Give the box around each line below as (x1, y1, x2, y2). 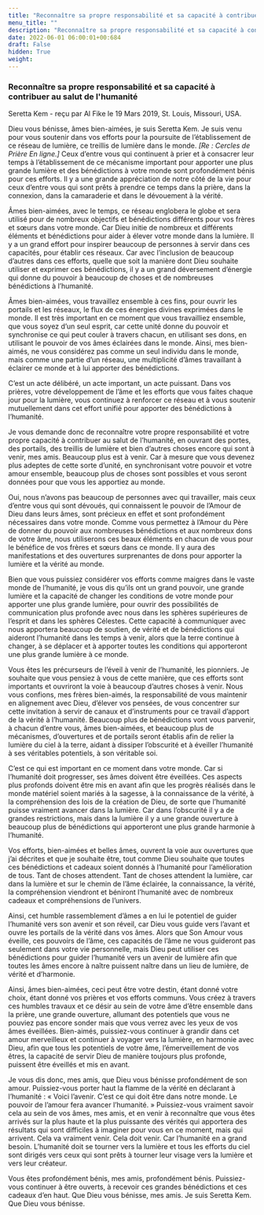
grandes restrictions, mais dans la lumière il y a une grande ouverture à (8, 814, 239, 824)
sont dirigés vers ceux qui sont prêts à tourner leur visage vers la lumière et (8, 1151, 253, 1160)
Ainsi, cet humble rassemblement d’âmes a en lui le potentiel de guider (8, 911, 237, 920)
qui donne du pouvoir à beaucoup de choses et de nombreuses (8, 273, 214, 283)
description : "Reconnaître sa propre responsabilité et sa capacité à (8, 26, 244, 34)
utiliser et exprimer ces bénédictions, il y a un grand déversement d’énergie (8, 265, 253, 274)
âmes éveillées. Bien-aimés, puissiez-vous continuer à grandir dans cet (8, 1026, 240, 1036)
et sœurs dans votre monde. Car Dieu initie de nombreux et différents (8, 223, 233, 233)
